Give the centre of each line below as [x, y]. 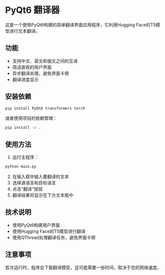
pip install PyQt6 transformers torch [45, 108]
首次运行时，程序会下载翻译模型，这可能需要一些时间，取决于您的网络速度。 [83, 267]
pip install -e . [23, 128]
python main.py [21, 167]
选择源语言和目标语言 [34, 183]
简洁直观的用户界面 [32, 67]
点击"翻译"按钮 [27, 189]
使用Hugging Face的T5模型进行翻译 [49, 231]
